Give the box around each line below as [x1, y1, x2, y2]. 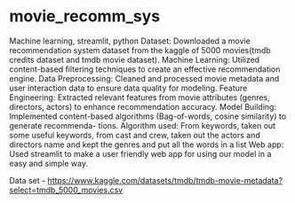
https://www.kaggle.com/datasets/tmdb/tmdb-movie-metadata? [47, 175, 283, 185]
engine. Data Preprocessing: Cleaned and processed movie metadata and [9, 73, 280, 83]
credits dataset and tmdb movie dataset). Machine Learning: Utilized [9, 54, 260, 65]
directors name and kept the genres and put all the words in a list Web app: [9, 139, 284, 150]
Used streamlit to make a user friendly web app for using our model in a [9, 148, 272, 159]
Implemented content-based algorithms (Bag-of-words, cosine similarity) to [9, 111, 287, 121]
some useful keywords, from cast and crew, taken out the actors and [9, 129, 260, 140]
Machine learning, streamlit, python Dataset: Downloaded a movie [9, 35, 251, 46]
